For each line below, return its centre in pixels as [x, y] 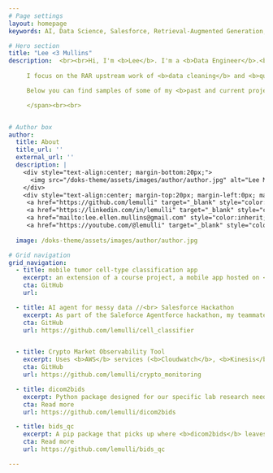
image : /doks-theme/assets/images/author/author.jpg [107, 241]
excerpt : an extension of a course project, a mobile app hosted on [141, 278]
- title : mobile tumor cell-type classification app [107, 270]
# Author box [30, 127]
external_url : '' [45, 158]
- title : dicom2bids [50, 389]
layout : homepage [38, 24]
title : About [38, 142]
